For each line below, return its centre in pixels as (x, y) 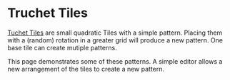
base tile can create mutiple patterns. (62, 47)
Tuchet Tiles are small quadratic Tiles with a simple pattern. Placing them (115, 33)
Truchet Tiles (47, 13)
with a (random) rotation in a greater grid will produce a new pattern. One (115, 40)
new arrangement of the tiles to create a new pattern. (86, 69)
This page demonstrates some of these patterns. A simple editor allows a (115, 61)
